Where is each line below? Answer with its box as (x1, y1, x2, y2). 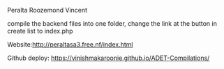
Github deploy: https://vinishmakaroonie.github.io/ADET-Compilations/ (7, 54, 210, 62)
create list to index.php (7, 27, 73, 35)
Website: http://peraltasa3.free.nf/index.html (7, 40, 133, 48)
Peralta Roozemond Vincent (7, 6, 88, 14)
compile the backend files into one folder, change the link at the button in (7, 20, 218, 27)
